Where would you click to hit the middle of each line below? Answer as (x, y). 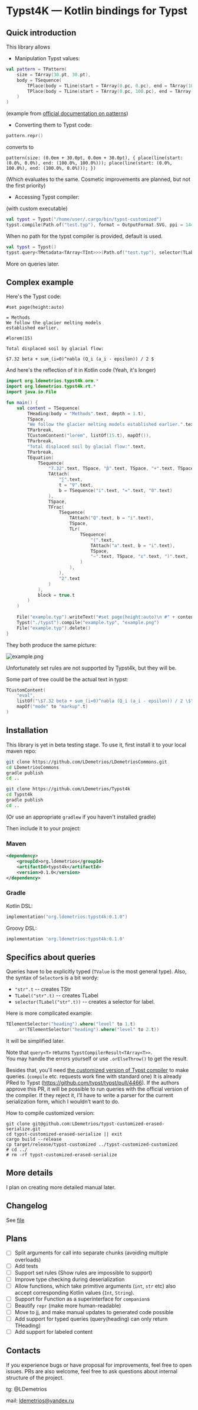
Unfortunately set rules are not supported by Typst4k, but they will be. (91, 668)
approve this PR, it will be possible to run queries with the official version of (98, 1089)
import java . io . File (32, 392)
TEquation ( (41, 457)
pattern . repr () (25, 136)
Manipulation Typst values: (47, 58)
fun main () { (22, 402)
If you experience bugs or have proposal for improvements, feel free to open (99, 1365)
